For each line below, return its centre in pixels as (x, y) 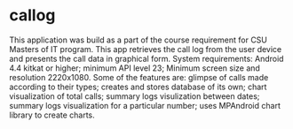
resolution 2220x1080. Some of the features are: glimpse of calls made (139, 77)
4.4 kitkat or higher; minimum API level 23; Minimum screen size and (135, 68)
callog (32, 15)
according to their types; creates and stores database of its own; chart (138, 87)
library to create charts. (52, 115)
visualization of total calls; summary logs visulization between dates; (135, 96)
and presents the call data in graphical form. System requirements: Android (146, 58)
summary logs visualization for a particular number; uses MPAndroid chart (145, 105)
